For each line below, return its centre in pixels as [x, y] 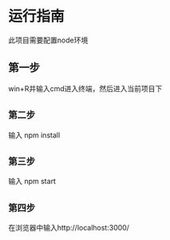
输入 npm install [34, 135]
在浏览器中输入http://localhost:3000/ [69, 228]
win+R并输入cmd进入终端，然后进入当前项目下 [85, 88]
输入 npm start [32, 182]
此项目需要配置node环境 [48, 40]
